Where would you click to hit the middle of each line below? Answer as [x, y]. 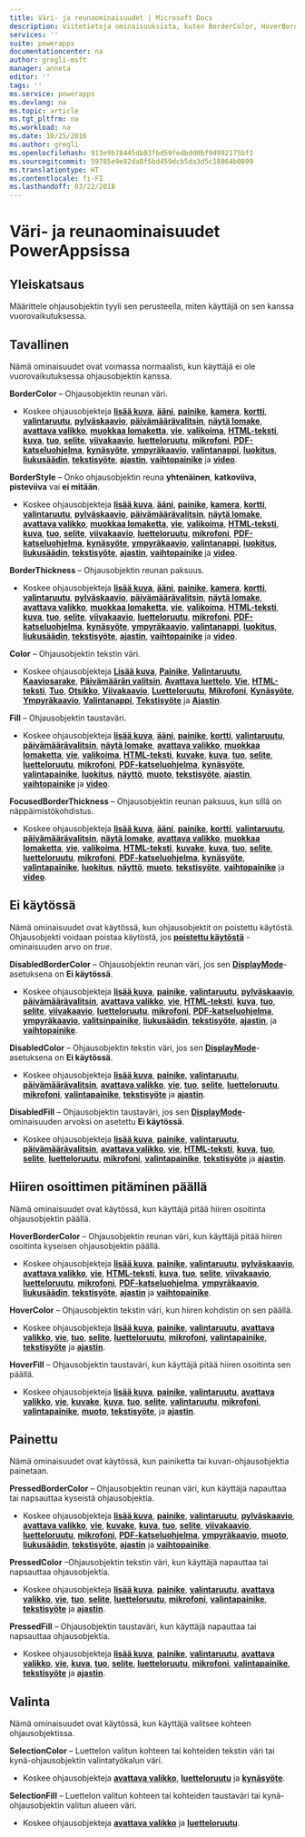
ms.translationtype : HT [54, 170]
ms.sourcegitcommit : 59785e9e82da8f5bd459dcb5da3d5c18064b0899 [132, 161]
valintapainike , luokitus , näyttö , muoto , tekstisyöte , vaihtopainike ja [153, 867]
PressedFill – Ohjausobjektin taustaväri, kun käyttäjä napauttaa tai [133, 1626]
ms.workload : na [40, 128]
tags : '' [26, 85]
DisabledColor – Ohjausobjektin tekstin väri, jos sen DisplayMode [133, 1048]
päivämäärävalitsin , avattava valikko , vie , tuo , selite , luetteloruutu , [151, 1084]
